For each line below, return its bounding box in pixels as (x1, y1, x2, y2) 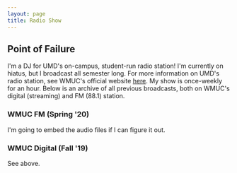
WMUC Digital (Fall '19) (7, 143, 88, 153)
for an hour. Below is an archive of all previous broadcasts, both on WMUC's (7, 84, 230, 93)
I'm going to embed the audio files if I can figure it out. (7, 125, 166, 134)
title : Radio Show (7, 17, 62, 24)
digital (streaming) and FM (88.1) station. (7, 92, 125, 100)
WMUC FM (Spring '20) (7, 109, 90, 119)
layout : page (7, 10, 46, 18)
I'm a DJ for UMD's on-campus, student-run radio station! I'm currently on (7, 61, 224, 71)
